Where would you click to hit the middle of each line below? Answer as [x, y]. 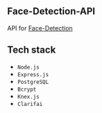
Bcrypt [27, 89]
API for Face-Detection [40, 28]
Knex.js [28, 96]
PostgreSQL [33, 82]
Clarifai [30, 104]
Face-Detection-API [51, 11]
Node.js [28, 67]
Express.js [33, 75]
